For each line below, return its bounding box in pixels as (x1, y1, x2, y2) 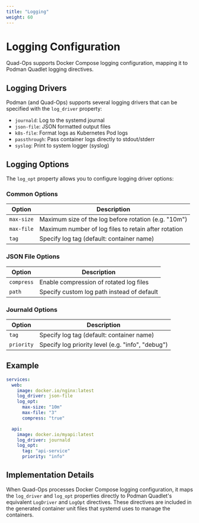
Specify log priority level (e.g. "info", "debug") (39, 340, 168, 349)
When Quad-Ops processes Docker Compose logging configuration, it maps (6, 486, 193, 493)
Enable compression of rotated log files (39, 278, 149, 286)
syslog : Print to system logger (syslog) (14, 142, 110, 149)
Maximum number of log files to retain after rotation (39, 225, 183, 233)
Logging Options (6, 159, 70, 170)
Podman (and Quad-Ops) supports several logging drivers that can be (6, 99, 178, 106)
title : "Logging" (6, 8, 49, 15)
